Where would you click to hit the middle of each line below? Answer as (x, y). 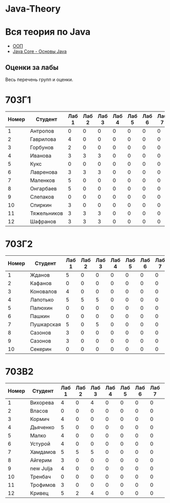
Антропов (42, 131)
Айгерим (41, 460)
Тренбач (41, 477)
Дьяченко (42, 427)
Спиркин (41, 205)
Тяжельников (47, 213)
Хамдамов (43, 452)
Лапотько (42, 299)
